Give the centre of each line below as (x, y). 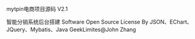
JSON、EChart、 (171, 22)
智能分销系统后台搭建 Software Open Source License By (77, 22)
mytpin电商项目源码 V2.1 (37, 9)
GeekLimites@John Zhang (103, 30)
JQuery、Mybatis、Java (37, 30)
